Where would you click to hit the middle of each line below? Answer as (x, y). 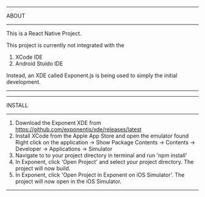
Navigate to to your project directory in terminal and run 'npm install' (101, 155)
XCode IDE (29, 57)
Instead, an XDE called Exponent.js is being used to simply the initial (92, 75)
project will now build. (43, 168)
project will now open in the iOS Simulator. (68, 181)
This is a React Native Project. (44, 33)
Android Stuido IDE (39, 64)
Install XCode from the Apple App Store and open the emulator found (102, 136)
